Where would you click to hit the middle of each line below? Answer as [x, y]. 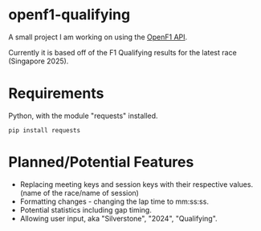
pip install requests [45, 130]
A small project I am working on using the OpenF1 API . [98, 37]
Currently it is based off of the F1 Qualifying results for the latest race [122, 52]
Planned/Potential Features [101, 162]
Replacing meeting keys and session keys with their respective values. [137, 184]
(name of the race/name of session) [79, 192]
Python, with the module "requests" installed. [83, 115]
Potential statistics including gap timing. [86, 209]
